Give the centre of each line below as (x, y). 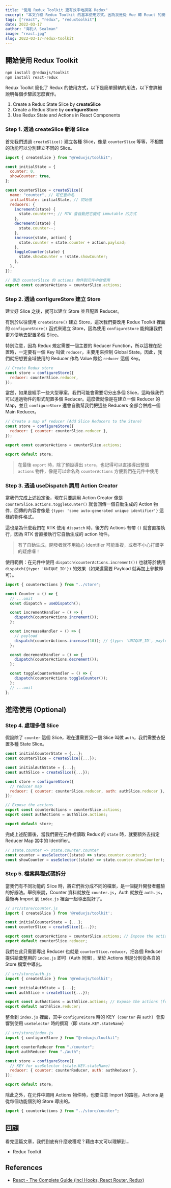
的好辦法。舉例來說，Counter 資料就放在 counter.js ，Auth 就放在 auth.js (83, 892)
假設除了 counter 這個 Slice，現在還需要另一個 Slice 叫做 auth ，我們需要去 (83, 738)
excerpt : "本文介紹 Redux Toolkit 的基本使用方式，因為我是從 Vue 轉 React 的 (83, 15)
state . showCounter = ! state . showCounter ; (63, 257)
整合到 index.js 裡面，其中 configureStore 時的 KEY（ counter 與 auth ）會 (83, 1017)
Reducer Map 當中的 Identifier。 (39, 841)
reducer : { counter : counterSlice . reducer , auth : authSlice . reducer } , (88, 791)
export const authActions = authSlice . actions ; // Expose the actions (82, 1002)
